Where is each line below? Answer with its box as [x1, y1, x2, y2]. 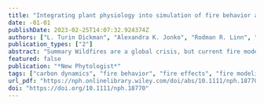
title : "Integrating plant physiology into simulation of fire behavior [8, 11, 251, 20]
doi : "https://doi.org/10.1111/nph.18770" [8, 84, 149, 92]
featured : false [8, 56, 61, 63]
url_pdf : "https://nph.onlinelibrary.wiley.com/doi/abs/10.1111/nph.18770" [8, 77, 262, 84]
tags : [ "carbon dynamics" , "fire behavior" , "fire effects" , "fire [8, 70, 234, 77]
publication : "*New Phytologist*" [8, 63, 122, 70]
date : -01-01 [8, 19, 51, 27]
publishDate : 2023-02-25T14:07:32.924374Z [8, 26, 149, 34]
